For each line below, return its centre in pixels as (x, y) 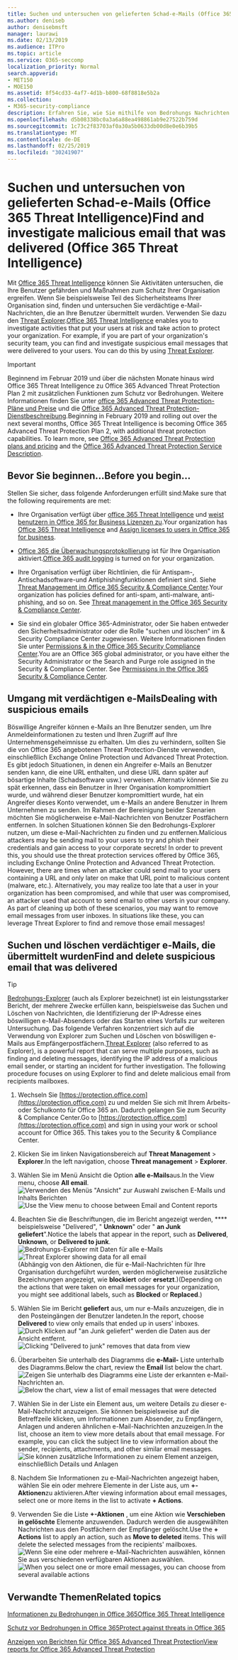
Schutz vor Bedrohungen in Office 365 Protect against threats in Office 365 (116, 1628)
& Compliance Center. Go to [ (59, 1118)
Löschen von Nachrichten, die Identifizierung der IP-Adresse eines (104, 1013)
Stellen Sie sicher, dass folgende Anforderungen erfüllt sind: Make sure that (117, 493)
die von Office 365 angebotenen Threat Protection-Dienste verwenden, (112, 749)
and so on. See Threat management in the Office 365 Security (137, 602)
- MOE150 (20, 87)
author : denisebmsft (38, 27)
